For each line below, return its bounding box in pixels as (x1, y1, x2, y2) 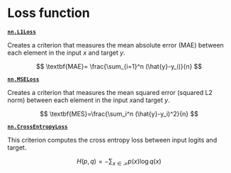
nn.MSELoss (7, 76, 40, 83)
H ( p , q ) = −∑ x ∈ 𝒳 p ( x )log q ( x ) (77, 157, 162, 167)
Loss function (7, 5, 90, 21)
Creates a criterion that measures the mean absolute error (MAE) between (7, 40, 225, 49)
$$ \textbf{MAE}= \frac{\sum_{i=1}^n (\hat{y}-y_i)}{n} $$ (35, 62, 203, 70)
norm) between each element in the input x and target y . (7, 96, 170, 104)
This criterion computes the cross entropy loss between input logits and (7, 135, 218, 144)
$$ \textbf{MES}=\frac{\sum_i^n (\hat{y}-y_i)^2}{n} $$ (40, 109, 198, 118)
